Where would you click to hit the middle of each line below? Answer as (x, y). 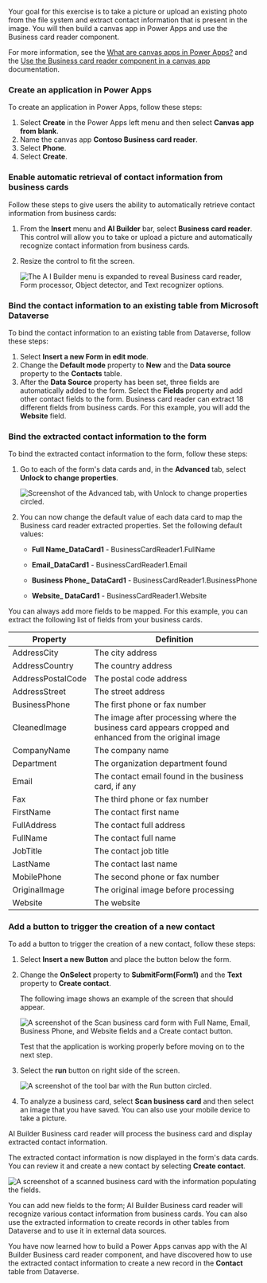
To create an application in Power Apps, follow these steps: (105, 108)
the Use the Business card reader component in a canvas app (109, 61)
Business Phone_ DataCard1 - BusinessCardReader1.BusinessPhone (144, 580)
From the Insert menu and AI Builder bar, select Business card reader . (136, 228)
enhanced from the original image (157, 738)
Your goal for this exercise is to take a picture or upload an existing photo (128, 12)
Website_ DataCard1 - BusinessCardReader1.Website (119, 596)
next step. (36, 1055)
